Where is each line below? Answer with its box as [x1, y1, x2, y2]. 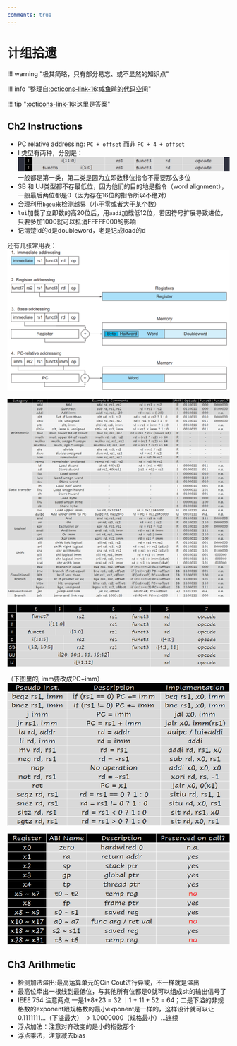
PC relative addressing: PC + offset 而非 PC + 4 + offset [17, 140, 186, 148]
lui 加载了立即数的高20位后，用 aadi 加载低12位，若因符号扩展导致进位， [17, 209, 227, 217]
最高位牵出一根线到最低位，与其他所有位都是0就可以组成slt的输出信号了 [17, 987, 227, 996]
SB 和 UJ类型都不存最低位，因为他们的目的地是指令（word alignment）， [17, 182, 228, 190]
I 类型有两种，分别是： [17, 149, 83, 157]
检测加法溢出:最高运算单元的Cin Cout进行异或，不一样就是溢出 [17, 978, 200, 987]
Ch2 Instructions [7, 120, 83, 132]
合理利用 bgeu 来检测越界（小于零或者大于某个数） [17, 200, 161, 208]
